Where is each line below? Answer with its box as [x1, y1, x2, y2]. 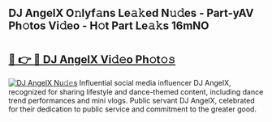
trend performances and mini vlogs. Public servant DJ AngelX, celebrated [8, 96, 256, 105]
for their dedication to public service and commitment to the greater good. [8, 104, 257, 114]
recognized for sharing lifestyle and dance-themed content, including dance [8, 87, 264, 96]
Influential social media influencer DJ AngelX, [79, 78, 231, 87]
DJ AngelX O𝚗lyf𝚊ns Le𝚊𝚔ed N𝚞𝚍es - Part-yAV [8, 6, 254, 20]
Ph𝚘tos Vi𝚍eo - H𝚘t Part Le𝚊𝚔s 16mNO [8, 19, 209, 33]
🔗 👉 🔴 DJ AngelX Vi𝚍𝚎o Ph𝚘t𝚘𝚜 [8, 53, 176, 66]
